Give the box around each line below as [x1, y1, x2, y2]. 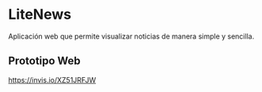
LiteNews [8, 6, 72, 24]
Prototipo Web [8, 54, 81, 68]
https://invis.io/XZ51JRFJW [8, 75, 97, 84]
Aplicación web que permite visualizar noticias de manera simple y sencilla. [8, 31, 255, 41]
